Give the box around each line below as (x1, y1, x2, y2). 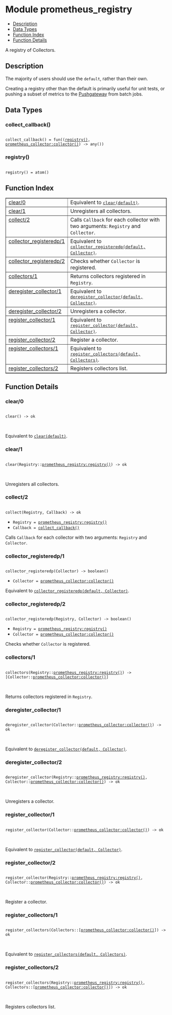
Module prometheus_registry (5, 4, 133, 15)
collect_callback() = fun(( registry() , (5, 137, 91, 142)
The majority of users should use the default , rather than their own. (5, 76, 148, 82)
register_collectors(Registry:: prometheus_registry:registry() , (5, 980, 145, 985)
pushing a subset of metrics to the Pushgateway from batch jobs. (5, 91, 143, 97)
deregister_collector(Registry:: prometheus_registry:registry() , (5, 775, 147, 780)
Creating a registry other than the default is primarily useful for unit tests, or (5, 85, 165, 91)
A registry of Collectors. (5, 47, 56, 53)
